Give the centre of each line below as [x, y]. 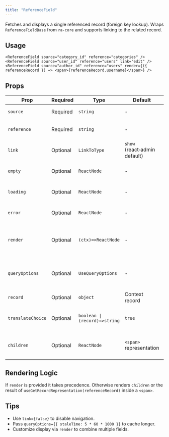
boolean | [90, 316]
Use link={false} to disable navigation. [53, 418]
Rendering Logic [31, 373]
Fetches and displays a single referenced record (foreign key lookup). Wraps [84, 24]
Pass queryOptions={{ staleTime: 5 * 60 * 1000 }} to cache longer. [84, 424]
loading [17, 192]
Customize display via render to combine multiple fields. [71, 429]
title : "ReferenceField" [31, 10]
